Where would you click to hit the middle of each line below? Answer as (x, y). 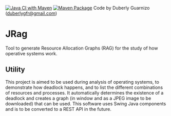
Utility (15, 70)
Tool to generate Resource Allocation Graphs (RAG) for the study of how (82, 48)
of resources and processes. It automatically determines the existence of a (84, 92)
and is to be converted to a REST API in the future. (58, 109)
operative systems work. (31, 53)
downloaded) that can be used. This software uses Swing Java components (86, 103)
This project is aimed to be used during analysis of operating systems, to (82, 82)
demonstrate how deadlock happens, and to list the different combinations (84, 87)
